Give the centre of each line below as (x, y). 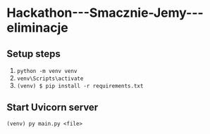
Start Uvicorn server (52, 108)
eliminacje (37, 28)
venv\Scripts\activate (50, 79)
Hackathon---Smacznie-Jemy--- (105, 13)
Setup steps (33, 54)
